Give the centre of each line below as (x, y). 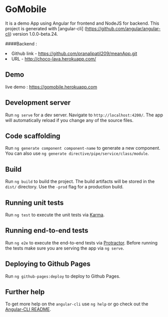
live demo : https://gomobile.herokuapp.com (51, 87)
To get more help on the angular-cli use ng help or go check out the (77, 304)
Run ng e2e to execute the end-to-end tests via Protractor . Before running (81, 242)
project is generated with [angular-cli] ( (46, 28)
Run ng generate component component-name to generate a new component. (83, 148)
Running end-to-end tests (47, 231)
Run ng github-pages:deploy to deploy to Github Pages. (63, 276)
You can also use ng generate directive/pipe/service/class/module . (77, 153)
